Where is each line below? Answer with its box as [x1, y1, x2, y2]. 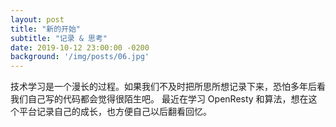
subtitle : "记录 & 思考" [10, 33, 108, 43]
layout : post [10, 14, 65, 25]
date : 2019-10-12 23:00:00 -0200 [10, 42, 150, 53]
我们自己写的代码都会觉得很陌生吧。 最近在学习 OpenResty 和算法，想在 [10, 93, 309, 105]
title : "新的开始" [10, 24, 82, 34]
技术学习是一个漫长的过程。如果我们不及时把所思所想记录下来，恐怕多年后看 [10, 81, 326, 93]
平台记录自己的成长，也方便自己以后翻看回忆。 [18, 106, 212, 118]
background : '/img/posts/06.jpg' [10, 52, 150, 62]
